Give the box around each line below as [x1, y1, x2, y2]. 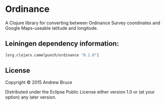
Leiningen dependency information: [5, 40, 119, 48]
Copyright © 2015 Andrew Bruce [5, 79, 72, 85]
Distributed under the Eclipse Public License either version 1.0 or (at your [5, 89, 155, 95]
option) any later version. [5, 94, 56, 100]
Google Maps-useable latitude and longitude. [5, 25, 98, 31]
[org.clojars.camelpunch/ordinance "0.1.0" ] [5, 52, 99, 57]
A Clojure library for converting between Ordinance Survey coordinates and [5, 20, 161, 26]
